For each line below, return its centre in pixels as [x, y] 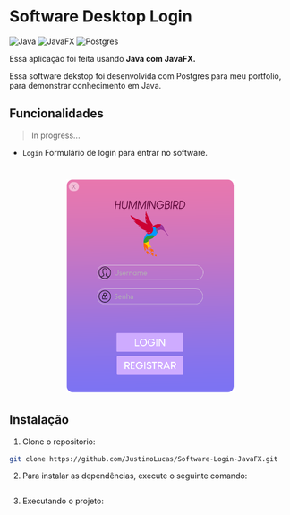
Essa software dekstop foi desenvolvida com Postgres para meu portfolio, [145, 76]
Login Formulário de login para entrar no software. [115, 152]
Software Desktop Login [101, 17]
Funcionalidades [57, 114]
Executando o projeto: [63, 501]
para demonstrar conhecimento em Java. [85, 85]
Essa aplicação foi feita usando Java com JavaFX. [102, 58]
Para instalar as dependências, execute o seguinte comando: [135, 476]
